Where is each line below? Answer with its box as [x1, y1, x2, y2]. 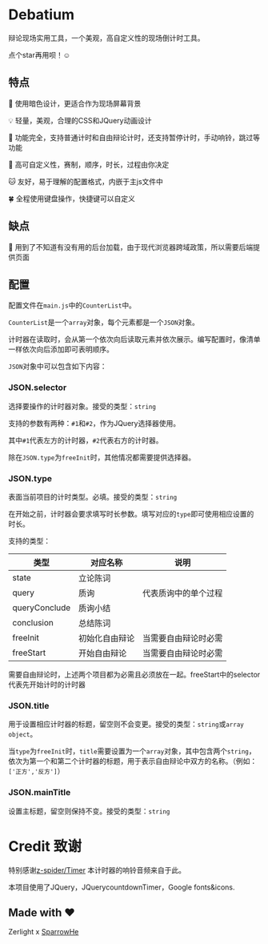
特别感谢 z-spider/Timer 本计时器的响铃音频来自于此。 [8, 865, 186, 874]
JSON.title [8, 700, 50, 711]
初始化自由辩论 [78, 633, 135, 644]
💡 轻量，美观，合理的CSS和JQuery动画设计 [8, 115, 152, 125]
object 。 [8, 729, 38, 739]
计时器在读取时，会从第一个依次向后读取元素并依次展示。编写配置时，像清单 [8, 335, 261, 344]
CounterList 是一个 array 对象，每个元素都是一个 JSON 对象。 [8, 318, 200, 327]
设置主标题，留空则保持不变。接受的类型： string [8, 806, 170, 816]
